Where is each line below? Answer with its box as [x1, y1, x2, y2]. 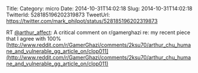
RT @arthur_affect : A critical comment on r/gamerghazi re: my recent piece [6, 29, 190, 36]
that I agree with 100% [6, 35, 61, 42]
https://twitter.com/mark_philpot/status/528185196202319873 [6, 18, 158, 24]
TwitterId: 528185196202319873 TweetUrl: [6, 11, 110, 18]
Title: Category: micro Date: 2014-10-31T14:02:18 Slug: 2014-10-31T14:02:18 [6, 5, 193, 12]
